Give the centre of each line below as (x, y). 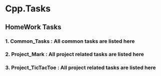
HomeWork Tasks (33, 27)
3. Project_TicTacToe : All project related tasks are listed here (80, 68)
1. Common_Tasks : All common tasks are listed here (70, 41)
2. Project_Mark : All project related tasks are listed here (74, 54)
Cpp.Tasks (28, 9)
